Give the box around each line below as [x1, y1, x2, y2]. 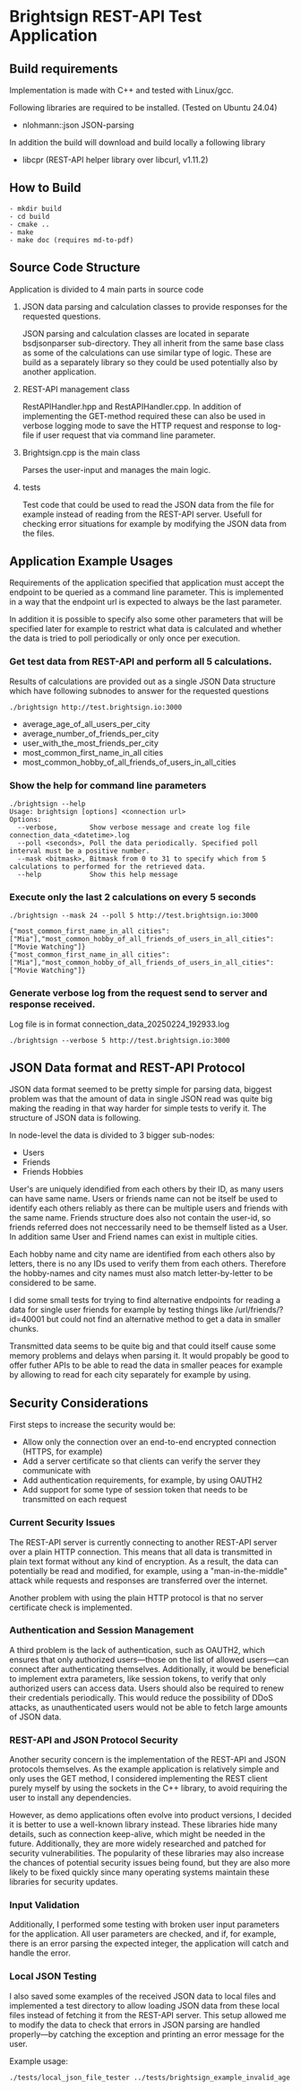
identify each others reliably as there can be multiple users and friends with [9, 1203, 288, 1213]
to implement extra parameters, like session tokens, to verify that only [9, 1673, 267, 1684]
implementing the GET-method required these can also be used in [21, 410, 266, 421]
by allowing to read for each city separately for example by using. [9, 1369, 252, 1380]
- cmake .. [9, 220, 50, 229]
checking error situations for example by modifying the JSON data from [21, 518, 287, 529]
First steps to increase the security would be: [9, 1420, 176, 1430]
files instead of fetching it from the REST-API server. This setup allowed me [9, 2009, 287, 2020]
